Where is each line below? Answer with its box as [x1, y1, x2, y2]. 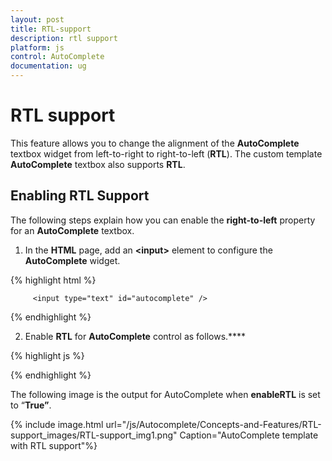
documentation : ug [10, 61, 87, 71]
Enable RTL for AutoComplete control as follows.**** [24, 330, 247, 342]
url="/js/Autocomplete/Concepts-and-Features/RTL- [105, 418, 322, 430]
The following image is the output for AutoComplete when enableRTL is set [10, 388, 321, 400]
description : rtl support [10, 33, 118, 43]
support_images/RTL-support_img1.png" [10, 429, 178, 441]
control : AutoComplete [10, 52, 105, 62]
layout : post [10, 14, 65, 25]
